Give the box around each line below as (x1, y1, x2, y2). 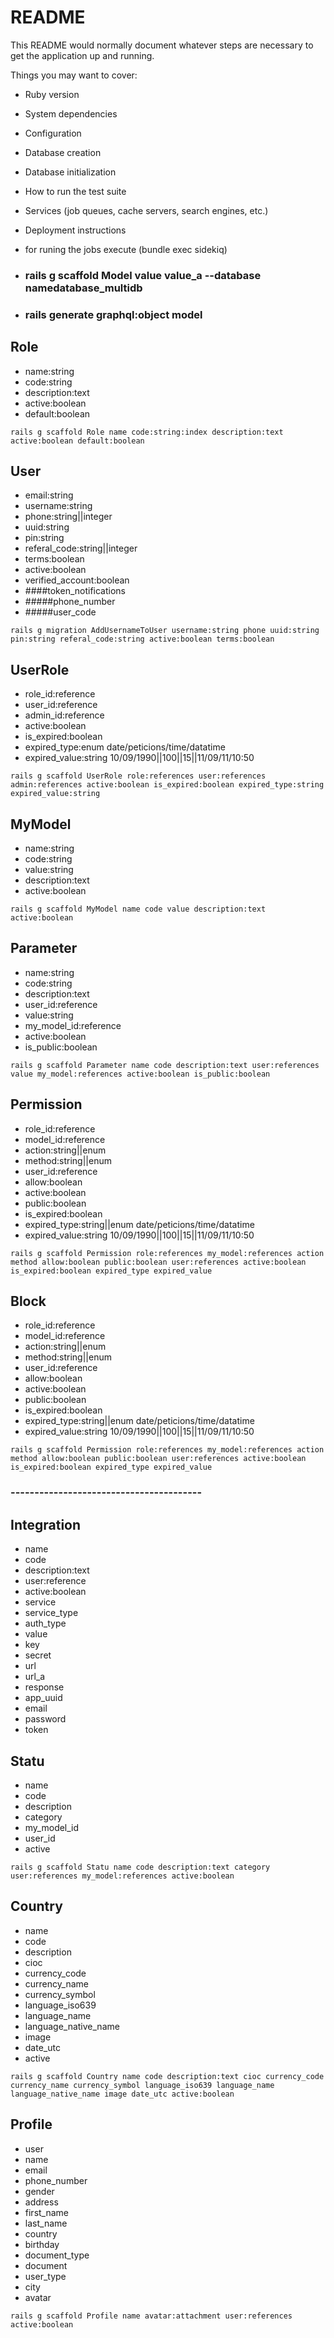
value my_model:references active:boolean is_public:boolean (10, 1069, 271, 1079)
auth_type (24, 1617, 67, 1630)
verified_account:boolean (24, 574, 130, 586)
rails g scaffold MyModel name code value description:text (10, 904, 267, 915)
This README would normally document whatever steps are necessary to (10, 39, 314, 51)
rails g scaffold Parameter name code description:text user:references (10, 1060, 320, 1070)
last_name (24, 2217, 68, 2229)
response (24, 1681, 65, 1693)
